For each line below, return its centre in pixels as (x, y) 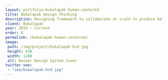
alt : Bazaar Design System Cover (42, 61)
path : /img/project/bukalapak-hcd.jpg (48, 47)
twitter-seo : (19, 65)
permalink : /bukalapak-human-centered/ (47, 38)
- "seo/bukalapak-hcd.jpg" (35, 70)
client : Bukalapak (24, 24)
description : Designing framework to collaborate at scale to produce (80, 19)
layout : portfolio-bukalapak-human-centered (52, 10)
